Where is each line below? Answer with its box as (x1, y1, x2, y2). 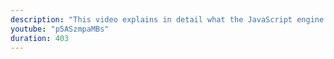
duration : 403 (10, 33, 70, 43)
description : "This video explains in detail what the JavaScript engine (10, 14, 325, 25)
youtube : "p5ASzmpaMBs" (10, 24, 110, 34)
